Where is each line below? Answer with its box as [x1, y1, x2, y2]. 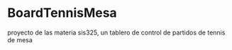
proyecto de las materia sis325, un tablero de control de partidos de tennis [7, 28, 226, 37]
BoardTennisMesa [7, 5, 117, 21]
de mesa [7, 35, 33, 44]
